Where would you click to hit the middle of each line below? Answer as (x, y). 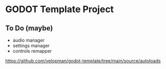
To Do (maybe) (29, 28)
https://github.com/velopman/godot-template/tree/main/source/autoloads (83, 61)
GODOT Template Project (60, 9)
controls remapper (32, 51)
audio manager (29, 40)
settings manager (31, 46)
